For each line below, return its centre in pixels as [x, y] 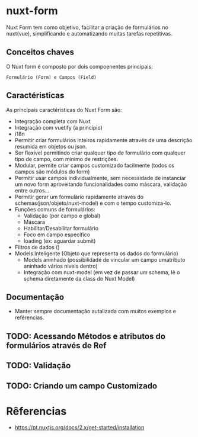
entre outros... [32, 190]
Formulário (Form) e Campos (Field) [51, 77]
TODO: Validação [39, 366]
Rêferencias [36, 411]
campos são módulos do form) [52, 171]
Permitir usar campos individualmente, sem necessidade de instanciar [100, 178]
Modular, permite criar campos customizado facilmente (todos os [95, 165]
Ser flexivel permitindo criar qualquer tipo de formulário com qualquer [100, 153]
